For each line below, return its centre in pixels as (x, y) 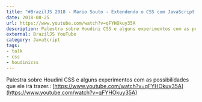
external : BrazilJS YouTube (41, 34)
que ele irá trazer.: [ (30, 86)
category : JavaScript (33, 40)
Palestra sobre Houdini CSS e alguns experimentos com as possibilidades (98, 80)
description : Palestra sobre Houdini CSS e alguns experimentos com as (98, 29)
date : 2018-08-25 (28, 18)
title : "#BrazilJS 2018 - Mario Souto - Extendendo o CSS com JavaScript (101, 12)
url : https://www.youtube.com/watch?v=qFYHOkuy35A (71, 23)
